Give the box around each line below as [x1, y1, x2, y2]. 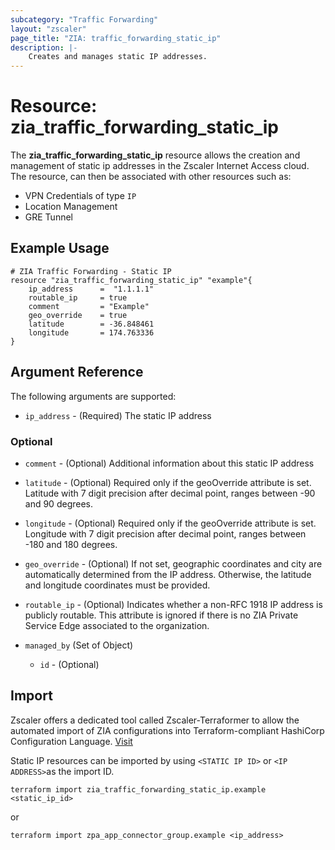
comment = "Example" [28, 301, 150, 311]
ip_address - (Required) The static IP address [24, 409, 212, 421]
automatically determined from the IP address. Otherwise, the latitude [24, 568, 312, 580]
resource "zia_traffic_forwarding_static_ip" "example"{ [10, 275, 253, 285]
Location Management [24, 201, 118, 213]
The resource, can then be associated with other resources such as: [10, 171, 292, 183]
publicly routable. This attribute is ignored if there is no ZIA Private [24, 609, 299, 621]
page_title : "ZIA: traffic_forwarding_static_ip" [10, 33, 222, 43]
